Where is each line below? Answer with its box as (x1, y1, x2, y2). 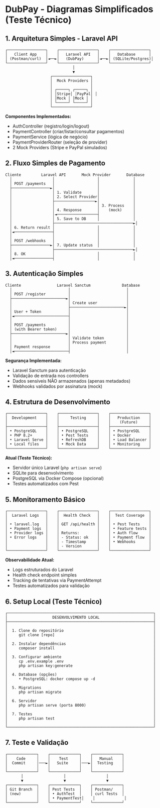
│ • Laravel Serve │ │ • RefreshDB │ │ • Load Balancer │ (5, 437, 151, 442)
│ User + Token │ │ (10, 309, 129, 314)
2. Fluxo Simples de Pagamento (5, 159, 105, 168)
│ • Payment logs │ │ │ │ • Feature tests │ (5, 526, 151, 531)
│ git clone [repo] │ (5, 633, 156, 638)
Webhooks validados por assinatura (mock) (12, 383, 103, 389)
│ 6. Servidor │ (5, 699, 156, 704)
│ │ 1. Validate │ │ (10, 190, 136, 195)
